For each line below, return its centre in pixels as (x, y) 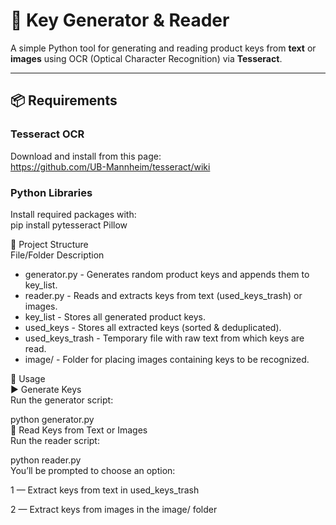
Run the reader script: (55, 440)
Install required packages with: (73, 214)
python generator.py (52, 419)
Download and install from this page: (86, 156)
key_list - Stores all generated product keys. (115, 316)
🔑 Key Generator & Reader (120, 20)
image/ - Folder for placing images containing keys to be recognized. (167, 359)
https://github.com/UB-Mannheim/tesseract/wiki (110, 166)
